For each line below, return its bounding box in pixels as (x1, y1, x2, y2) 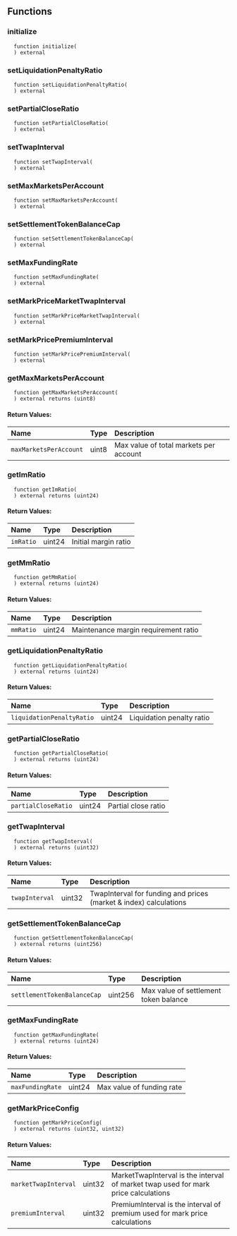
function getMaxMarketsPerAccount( (13, 389, 119, 396)
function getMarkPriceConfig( (13, 1120, 102, 1127)
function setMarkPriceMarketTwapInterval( (13, 312, 140, 320)
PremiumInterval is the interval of (111, 1199, 221, 1209)
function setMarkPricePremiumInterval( (13, 351, 131, 358)
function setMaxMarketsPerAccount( (13, 197, 119, 204)
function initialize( (13, 42, 78, 50)
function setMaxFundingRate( (13, 274, 99, 281)
